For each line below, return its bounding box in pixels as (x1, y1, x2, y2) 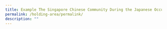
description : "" (5, 16, 39, 21)
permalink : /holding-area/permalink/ (5, 12, 83, 17)
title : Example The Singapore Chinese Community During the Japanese (5, 7, 153, 12)
